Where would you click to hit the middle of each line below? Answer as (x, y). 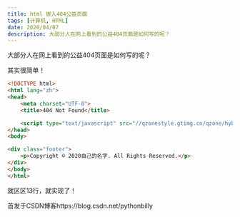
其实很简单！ (26, 70)
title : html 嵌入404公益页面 (47, 14)
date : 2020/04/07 (33, 27)
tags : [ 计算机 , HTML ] (38, 21)
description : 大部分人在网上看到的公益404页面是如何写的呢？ (89, 34)
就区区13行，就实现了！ (42, 191)
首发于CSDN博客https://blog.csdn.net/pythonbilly (80, 206)
